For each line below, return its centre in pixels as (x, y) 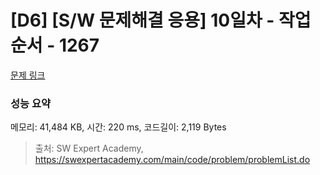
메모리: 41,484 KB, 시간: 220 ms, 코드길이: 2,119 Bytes (118, 127)
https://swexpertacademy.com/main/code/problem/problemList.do (172, 160)
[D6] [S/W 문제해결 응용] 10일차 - (142, 20)
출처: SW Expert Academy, (89, 148)
